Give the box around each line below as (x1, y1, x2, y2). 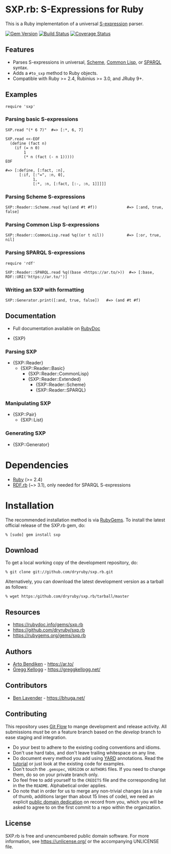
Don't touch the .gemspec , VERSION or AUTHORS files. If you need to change (12, 766, 166, 772)
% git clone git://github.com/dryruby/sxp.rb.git (5, 570, 114, 575)
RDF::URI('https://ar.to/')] (5, 274, 68, 279)
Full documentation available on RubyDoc (12, 325, 101, 332)
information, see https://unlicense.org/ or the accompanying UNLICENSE (5, 838, 159, 844)
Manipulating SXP (5, 400, 51, 407)
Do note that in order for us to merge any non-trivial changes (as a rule (12, 788, 162, 794)
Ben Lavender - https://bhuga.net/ (12, 694, 85, 701)
